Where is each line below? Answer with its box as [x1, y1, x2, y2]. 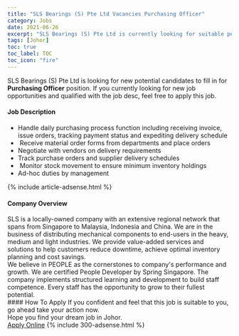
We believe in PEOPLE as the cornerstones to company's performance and [7, 261, 227, 269]
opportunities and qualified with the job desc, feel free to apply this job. [7, 91, 217, 100]
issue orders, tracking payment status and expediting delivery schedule [17, 131, 228, 140]
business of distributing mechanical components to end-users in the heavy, [7, 230, 229, 238]
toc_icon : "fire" [7, 57, 59, 64]
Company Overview [7, 199, 68, 207]
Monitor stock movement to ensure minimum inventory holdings [19, 161, 207, 169]
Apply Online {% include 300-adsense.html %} [7, 321, 145, 330]
